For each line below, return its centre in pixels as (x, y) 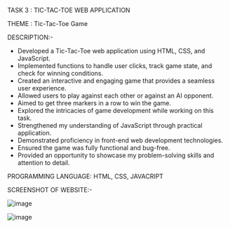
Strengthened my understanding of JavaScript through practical (110, 125)
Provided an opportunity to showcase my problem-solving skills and (116, 155)
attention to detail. (43, 163)
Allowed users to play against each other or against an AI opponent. (115, 95)
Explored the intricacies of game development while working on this (115, 110)
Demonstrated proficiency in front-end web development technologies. (120, 140)
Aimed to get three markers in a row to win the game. (94, 103)
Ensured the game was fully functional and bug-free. (94, 148)
